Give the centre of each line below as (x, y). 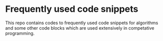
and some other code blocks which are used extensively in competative (80, 28)
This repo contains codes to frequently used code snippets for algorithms (82, 23)
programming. (20, 33)
